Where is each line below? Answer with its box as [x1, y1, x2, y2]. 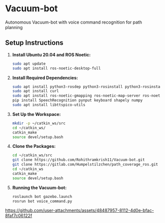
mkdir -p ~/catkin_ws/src [12, 121, 66, 126]
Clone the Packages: [12, 143, 56, 149]
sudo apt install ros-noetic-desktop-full [12, 66, 101, 71]
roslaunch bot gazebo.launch [12, 194, 72, 199]
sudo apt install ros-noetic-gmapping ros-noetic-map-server [12, 93, 141, 98]
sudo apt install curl [12, 89, 59, 94]
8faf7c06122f [5, 213, 33, 219]
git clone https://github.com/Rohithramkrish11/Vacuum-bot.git [12, 158, 145, 163]
